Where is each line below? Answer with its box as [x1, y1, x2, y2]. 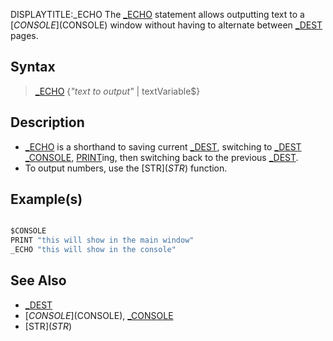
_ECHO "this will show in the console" [10, 245, 177, 255]
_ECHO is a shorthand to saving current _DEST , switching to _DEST [24, 140, 302, 153]
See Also [10, 272, 67, 289]
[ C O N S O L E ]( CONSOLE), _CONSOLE [24, 309, 174, 321]
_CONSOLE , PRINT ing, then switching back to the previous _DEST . [24, 151, 299, 163]
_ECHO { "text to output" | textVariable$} [34, 85, 201, 97]
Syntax [10, 59, 56, 76]
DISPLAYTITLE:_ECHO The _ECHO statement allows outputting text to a [10, 9, 305, 20]
